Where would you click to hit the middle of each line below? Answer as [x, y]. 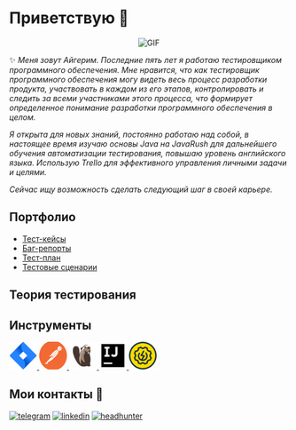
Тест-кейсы [44, 238]
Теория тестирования [73, 295]
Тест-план [41, 258]
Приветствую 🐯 [69, 18]
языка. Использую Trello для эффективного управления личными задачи [148, 163]
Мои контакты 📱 [56, 394]
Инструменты [51, 325]
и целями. [28, 171]
